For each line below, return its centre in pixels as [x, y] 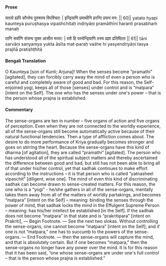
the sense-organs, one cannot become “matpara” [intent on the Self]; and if [83, 226]
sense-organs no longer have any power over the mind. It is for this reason [81, 247]
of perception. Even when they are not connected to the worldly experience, [83, 126]
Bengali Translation [26, 61]
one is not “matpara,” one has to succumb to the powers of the [69, 232]
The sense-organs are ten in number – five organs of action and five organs [82, 121]
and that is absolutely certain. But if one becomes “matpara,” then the [76, 242]
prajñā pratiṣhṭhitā [24, 49]
